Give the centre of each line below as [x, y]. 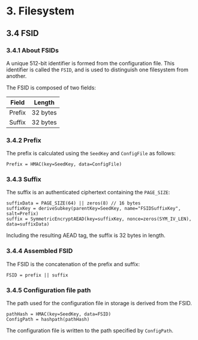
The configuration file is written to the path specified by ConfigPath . [90, 330]
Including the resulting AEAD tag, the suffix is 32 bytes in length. [86, 236]
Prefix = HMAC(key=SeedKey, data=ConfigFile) [64, 164]
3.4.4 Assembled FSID [40, 251]
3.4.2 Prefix [24, 140]
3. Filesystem [40, 11]
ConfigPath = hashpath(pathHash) [48, 320]
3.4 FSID [22, 33]
